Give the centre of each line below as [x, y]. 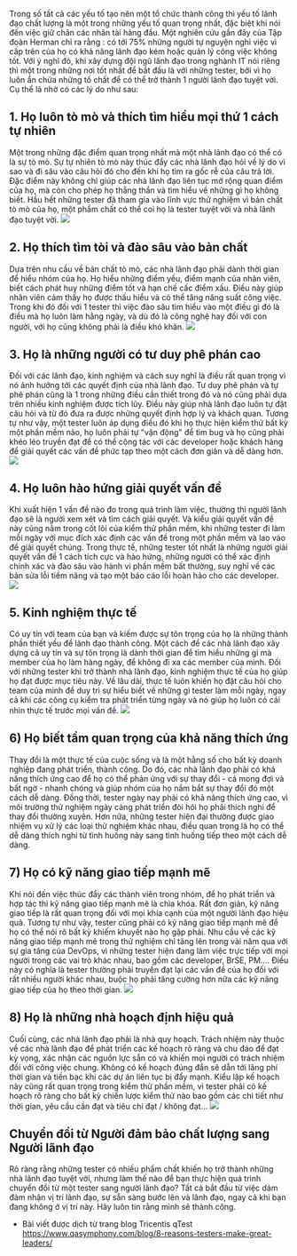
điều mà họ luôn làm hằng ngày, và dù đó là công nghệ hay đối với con [138, 316]
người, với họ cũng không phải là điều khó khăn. [97, 326]
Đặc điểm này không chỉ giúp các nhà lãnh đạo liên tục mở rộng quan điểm [146, 180]
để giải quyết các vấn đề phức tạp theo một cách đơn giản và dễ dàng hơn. [146, 451]
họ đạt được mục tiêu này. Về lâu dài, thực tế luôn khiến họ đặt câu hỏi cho [145, 681]
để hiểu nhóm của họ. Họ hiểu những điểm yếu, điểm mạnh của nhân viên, [145, 278]
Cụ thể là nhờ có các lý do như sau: [74, 89]
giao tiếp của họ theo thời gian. [66, 990]
